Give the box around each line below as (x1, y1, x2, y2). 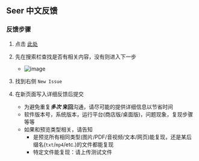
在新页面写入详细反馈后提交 (14, 90, 84, 98)
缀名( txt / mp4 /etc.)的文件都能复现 (32, 140, 114, 148)
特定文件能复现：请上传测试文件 (32, 148, 112, 156)
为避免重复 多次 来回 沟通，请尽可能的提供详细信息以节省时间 (23, 103, 173, 110)
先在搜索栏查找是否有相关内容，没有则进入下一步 (14, 53, 136, 60)
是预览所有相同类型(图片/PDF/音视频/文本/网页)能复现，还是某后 (32, 133, 192, 140)
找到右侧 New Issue (14, 77, 63, 84)
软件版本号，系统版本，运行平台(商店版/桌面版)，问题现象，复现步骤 (23, 110, 194, 118)
